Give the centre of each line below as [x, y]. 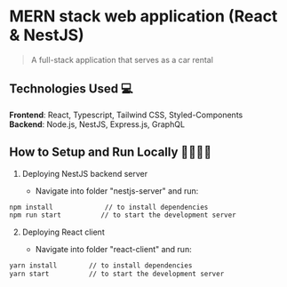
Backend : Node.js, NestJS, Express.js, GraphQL [97, 124]
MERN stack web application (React [143, 16]
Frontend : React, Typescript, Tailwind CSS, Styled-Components [126, 115]
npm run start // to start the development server [123, 215]
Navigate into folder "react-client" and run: [114, 250]
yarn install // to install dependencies [101, 266]
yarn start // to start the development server [117, 274]
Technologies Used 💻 [71, 89]
